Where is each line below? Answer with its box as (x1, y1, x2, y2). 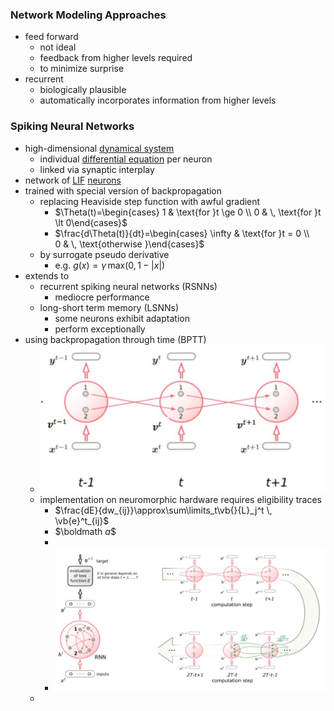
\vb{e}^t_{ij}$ (54, 514, 110, 527)
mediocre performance (54, 291, 150, 303)
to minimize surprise (39, 63, 125, 75)
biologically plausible (39, 84, 127, 96)
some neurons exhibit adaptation (54, 312, 190, 324)
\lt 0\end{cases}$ (54, 216, 128, 228)
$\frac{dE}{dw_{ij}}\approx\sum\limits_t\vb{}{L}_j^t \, (54, 504, 273, 516)
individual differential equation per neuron (39, 153, 213, 165)
